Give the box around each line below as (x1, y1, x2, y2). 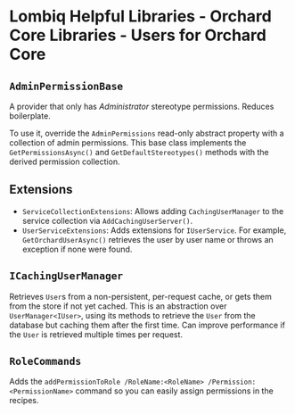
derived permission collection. (9, 156, 120, 167)
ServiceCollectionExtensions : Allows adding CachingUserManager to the (21, 205, 284, 216)
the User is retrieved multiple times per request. (9, 328, 184, 340)
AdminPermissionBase (9, 79, 124, 93)
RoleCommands (9, 355, 82, 368)
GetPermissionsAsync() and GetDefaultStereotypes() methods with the (9, 147, 269, 157)
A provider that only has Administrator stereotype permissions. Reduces (9, 101, 275, 112)
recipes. (9, 395, 39, 406)
